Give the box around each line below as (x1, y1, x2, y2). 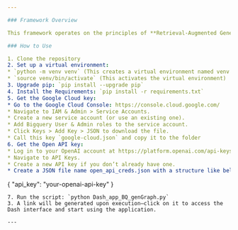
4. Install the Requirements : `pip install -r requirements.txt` (7, 88, 204, 95)
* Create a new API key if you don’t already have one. (7, 160, 176, 168)
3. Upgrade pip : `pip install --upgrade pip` (7, 82, 144, 89)
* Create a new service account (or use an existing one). (7, 114, 186, 121)
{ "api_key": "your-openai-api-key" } (7, 180, 114, 189)
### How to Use (7, 42, 52, 50)
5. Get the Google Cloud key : (7, 94, 97, 102)
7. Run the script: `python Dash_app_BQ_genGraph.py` (7, 194, 170, 201)
